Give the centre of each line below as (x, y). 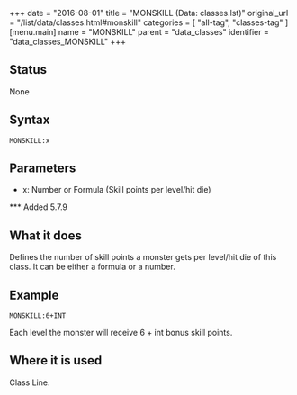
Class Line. (30, 382)
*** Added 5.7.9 (39, 207)
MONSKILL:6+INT (38, 316)
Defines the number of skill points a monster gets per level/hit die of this (143, 257)
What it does (46, 235)
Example (34, 295)
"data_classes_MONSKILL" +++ (67, 41)
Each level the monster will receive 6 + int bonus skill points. (121, 333)
